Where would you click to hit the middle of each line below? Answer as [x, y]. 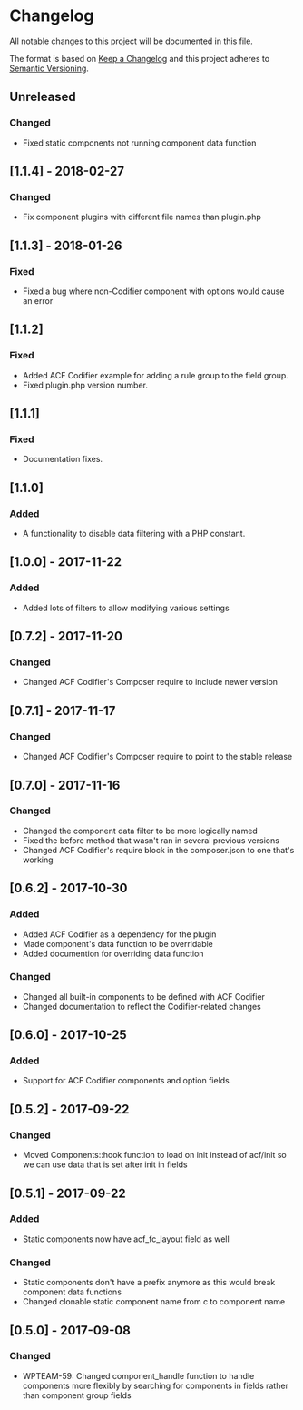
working [38, 860]
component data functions [72, 1292]
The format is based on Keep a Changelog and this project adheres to [140, 58]
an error [38, 301]
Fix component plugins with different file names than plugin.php [142, 217]
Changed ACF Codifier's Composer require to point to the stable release [157, 757]
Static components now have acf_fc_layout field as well [126, 1239]
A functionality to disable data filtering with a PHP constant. [134, 534]
